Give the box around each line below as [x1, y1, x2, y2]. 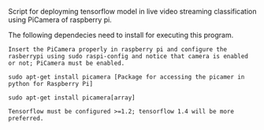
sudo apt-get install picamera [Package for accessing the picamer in [8, 73, 245, 81]
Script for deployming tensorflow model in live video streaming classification [8, 7, 257, 16]
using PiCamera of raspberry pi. [8, 15, 112, 24]
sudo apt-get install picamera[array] [8, 94, 136, 102]
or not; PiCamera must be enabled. [8, 59, 125, 67]
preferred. [8, 114, 44, 122]
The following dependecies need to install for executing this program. [8, 31, 234, 39]
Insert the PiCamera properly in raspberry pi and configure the [8, 46, 227, 54]
